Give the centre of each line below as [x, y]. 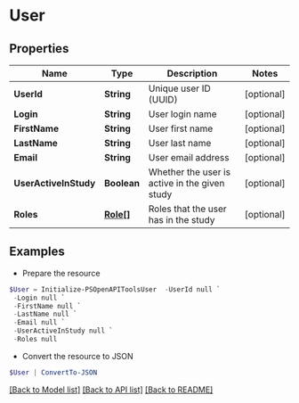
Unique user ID [179, 88]
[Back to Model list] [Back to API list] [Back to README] [111, 390]
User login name [182, 114]
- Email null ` [39, 323]
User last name [180, 143]
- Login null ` [39, 298]
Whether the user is [190, 172]
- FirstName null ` [47, 306]
